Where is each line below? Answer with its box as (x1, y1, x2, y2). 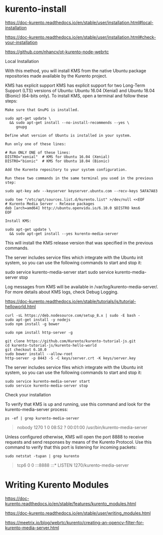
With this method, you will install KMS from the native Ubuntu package (5, 67, 146, 74)
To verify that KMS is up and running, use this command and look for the (5, 401, 151, 407)
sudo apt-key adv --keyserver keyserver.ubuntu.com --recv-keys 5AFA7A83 (5, 188, 158, 193)
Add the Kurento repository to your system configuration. (5, 167, 127, 172)
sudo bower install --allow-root (5, 351, 73, 356)
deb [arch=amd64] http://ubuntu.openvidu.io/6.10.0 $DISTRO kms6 (5, 206, 140, 210)
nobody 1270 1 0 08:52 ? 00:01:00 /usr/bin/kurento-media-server (17, 424, 147, 430)
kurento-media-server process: (5, 406, 68, 412)
